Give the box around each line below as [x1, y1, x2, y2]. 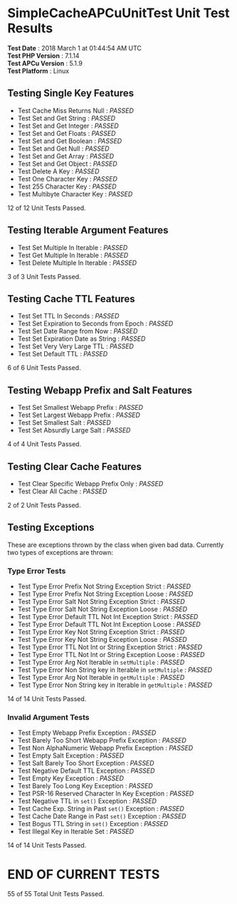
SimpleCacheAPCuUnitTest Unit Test [7, 5, 230, 21]
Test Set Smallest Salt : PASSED [17, 418, 112, 427]
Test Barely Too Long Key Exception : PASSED [17, 782, 153, 790]
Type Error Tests [7, 566, 66, 576]
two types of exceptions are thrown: [7, 548, 114, 556]
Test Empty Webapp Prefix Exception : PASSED [17, 728, 157, 737]
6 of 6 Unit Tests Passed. [7, 363, 81, 372]
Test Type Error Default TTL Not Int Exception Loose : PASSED [17, 620, 201, 629]
